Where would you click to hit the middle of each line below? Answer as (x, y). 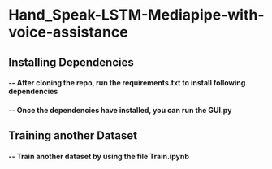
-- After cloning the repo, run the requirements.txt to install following (127, 83)
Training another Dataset (73, 136)
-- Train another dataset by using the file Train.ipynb (99, 156)
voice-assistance (68, 32)
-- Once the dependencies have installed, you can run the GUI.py (120, 110)
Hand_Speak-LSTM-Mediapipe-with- (137, 15)
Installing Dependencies (71, 62)
